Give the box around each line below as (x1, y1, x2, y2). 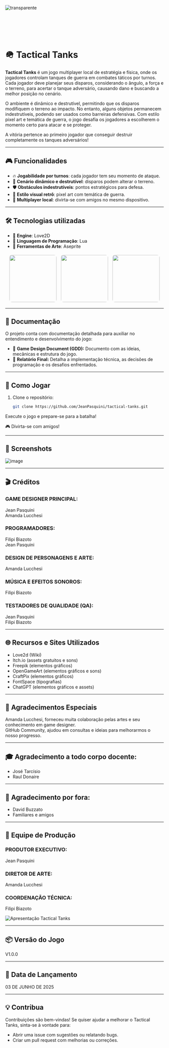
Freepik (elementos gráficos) (12, 662, 73, 668)
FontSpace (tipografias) (12, 678, 62, 684)
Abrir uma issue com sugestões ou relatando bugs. (12, 1031, 119, 1037)
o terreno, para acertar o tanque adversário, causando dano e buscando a (5, 85, 159, 91)
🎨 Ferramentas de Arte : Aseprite (12, 243, 81, 249)
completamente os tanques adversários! (5, 136, 89, 143)
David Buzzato (12, 806, 43, 812)
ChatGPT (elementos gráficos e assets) (12, 684, 95, 690)
